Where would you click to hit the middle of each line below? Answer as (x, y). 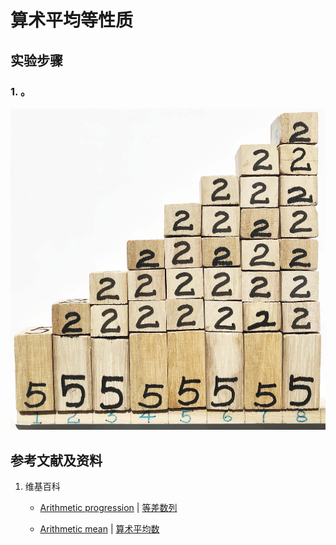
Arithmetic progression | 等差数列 (108, 508)
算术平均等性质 (72, 20)
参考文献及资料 (56, 460)
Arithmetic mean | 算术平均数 (99, 529)
